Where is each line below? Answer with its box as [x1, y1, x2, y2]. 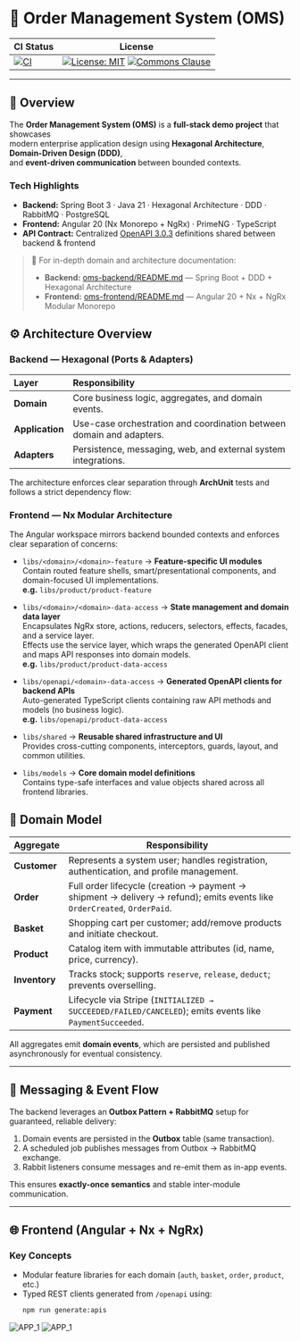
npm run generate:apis [21, 1306, 107, 1315]
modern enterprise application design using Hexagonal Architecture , [9, 138, 265, 148]
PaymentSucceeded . [68, 1016, 145, 1028]
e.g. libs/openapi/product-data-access [21, 714, 168, 725]
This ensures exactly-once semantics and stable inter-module [9, 1178, 241, 1189]
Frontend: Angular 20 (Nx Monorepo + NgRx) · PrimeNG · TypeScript [21, 219, 277, 230]
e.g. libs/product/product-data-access [21, 658, 168, 669]
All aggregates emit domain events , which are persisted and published [9, 1038, 271, 1049]
